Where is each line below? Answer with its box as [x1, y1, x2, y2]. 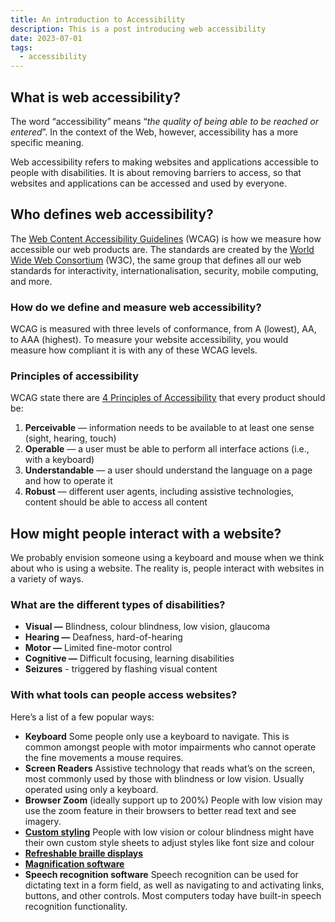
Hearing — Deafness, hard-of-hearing [24, 631, 183, 643]
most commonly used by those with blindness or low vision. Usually [24, 772, 305, 785]
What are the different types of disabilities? [10, 598, 226, 612]
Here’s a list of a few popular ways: [10, 711, 155, 723]
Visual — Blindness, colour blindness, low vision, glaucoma [24, 621, 271, 633]
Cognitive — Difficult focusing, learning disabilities [24, 652, 235, 665]
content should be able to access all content [24, 496, 208, 508]
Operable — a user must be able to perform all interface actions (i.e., [24, 443, 310, 455]
